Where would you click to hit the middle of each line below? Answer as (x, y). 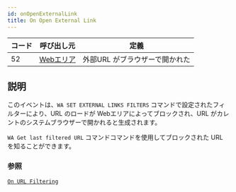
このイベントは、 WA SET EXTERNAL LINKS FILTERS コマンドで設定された (110, 105)
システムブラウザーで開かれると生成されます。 (94, 122)
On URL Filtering (33, 181)
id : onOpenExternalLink (43, 14)
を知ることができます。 (41, 146)
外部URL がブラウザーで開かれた (136, 59)
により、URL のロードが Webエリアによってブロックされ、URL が (122, 114)
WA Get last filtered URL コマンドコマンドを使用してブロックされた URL (115, 138)
